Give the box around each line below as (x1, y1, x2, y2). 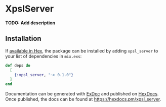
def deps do (5, 63, 30, 68)
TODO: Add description (5, 20, 56, 26)
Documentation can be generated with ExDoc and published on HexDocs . (5, 91, 159, 97)
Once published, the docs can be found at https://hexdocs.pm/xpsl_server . (5, 96, 161, 102)
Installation (5, 34, 41, 43)
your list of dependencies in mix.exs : (5, 53, 82, 59)
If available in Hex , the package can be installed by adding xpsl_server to (5, 47, 158, 54)
